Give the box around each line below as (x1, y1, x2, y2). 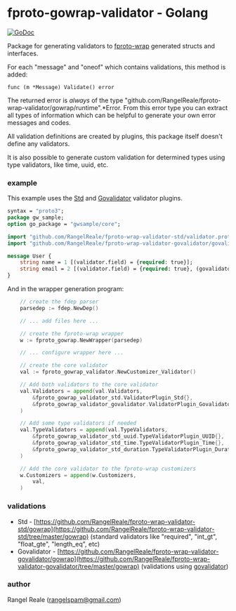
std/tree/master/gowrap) (17, 532, 89, 541)
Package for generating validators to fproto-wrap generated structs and (7, 41, 216, 50)
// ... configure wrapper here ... (20, 349, 124, 356)
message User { (7, 253, 52, 260)
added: (7, 70, 28, 79)
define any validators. (7, 139, 70, 148)
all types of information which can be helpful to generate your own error (7, 111, 216, 119)
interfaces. (7, 49, 39, 58)
